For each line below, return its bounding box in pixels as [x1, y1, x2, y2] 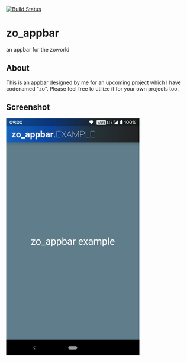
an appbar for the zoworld [6, 46, 70, 53]
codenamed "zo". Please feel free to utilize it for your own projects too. [6, 85, 179, 92]
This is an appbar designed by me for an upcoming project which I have [6, 79, 182, 86]
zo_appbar [6, 27, 60, 40]
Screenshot [6, 102, 50, 113]
